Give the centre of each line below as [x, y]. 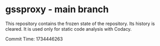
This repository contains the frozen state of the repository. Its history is [80, 24]
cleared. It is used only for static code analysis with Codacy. [68, 29]
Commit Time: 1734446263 [34, 39]
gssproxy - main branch [57, 9]
